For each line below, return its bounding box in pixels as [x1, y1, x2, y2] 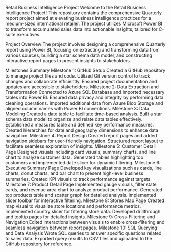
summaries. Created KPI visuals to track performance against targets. [5, 176, 152, 182]
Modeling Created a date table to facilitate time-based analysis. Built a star [5, 111, 162, 117]
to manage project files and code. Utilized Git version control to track [5, 73, 151, 79]
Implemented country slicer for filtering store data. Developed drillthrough [5, 209, 161, 214]
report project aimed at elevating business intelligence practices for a [5, 15, 152, 21]
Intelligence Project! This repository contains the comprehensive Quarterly [5, 10, 162, 16]
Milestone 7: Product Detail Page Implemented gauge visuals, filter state [5, 181, 157, 187]
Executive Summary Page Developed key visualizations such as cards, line [5, 165, 162, 171]
